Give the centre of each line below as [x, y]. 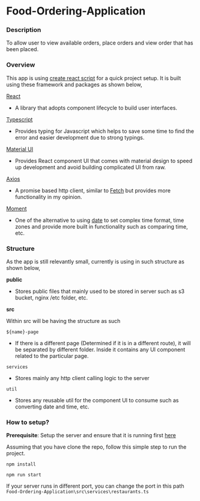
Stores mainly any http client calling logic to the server [82, 378]
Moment [17, 208]
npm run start [24, 475]
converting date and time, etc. [52, 407]
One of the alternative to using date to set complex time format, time [99, 220]
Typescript [20, 119]
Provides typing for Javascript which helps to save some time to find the [104, 131]
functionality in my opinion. [48, 197]
